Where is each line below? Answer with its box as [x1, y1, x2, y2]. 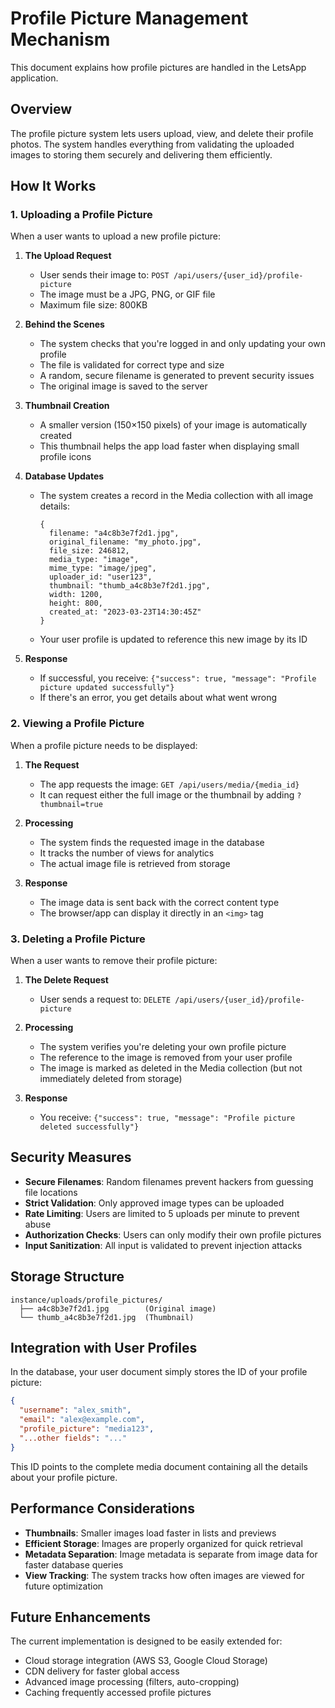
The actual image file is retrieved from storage [39, 857, 231, 869]
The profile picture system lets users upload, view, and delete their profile [10, 127, 314, 139]
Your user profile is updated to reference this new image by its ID [39, 633, 308, 646]
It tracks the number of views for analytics [39, 847, 215, 859]
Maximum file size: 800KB [39, 299, 148, 311]
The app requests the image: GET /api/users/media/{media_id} [39, 778, 300, 790]
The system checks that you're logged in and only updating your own [39, 338, 326, 350]
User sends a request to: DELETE [39, 993, 172, 1006]
